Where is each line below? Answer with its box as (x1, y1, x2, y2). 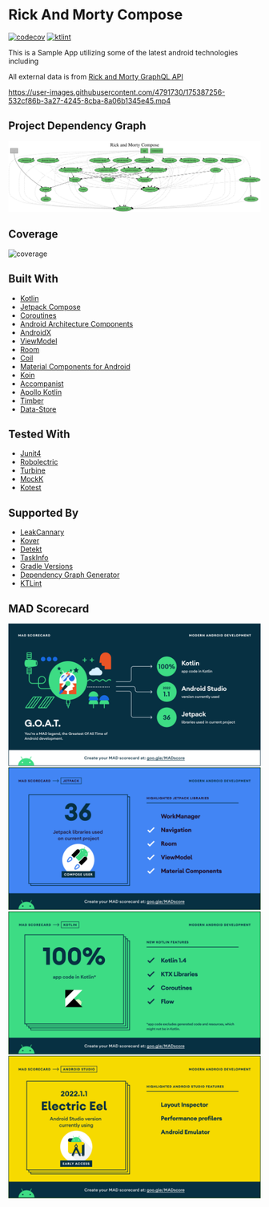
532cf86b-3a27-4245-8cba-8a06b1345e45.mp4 (8, 96, 171, 105)
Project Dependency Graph (8, 119, 147, 133)
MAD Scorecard (8, 602, 90, 616)
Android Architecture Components (19, 319, 134, 328)
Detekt (19, 544, 42, 555)
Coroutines (19, 311, 57, 320)
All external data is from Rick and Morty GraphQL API (8, 71, 184, 81)
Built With (8, 272, 58, 286)
